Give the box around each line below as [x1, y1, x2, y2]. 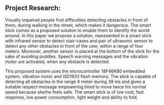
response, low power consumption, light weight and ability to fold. [5, 94, 138, 100]
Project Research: [5, 4, 61, 12]
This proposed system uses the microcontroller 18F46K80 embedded [5, 68, 145, 74]
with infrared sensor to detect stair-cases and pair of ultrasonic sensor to [5, 38, 153, 44]
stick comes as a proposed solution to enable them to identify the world [5, 27, 150, 33]
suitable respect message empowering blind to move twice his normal [5, 83, 146, 90]
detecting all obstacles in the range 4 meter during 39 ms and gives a [5, 79, 145, 84]
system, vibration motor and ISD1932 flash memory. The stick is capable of [5, 73, 157, 79]
